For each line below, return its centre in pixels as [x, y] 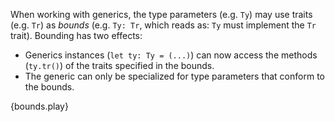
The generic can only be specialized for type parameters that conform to [174, 76]
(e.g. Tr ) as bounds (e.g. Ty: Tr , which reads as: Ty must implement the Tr [163, 25]
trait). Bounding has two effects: [76, 35]
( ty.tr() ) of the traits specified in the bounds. [119, 65]
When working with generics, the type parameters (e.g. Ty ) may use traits [161, 14]
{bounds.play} [39, 106]
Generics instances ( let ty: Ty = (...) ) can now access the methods [171, 55]
